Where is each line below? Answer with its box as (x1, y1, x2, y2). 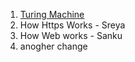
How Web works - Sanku (19, 30, 123, 41)
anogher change (19, 40, 88, 52)
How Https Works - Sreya (19, 19, 126, 31)
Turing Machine (19, 9, 85, 20)
